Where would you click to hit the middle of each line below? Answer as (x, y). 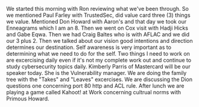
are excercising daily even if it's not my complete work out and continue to (99, 60)
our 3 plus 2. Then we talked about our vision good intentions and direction (99, 41)
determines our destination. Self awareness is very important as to (89, 47)
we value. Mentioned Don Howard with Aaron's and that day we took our (96, 21)
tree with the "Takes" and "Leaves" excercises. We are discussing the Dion (99, 79)
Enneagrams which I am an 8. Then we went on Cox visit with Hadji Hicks (97, 28)
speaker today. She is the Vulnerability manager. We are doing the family (96, 73)
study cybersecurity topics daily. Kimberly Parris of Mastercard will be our (99, 66)
